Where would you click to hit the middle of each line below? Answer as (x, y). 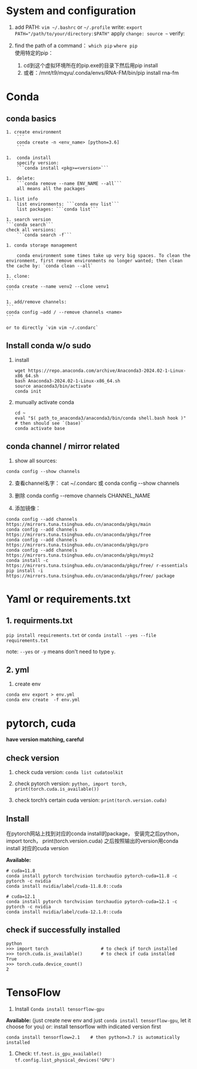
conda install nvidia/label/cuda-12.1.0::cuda (64, 912)
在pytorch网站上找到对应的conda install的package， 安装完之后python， (94, 833)
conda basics (31, 119)
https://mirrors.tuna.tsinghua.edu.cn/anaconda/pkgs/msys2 (80, 555)
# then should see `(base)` (49, 423)
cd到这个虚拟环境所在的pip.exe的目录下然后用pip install (91, 65)
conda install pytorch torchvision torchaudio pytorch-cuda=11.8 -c (92, 876)
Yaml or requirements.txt (69, 599)
